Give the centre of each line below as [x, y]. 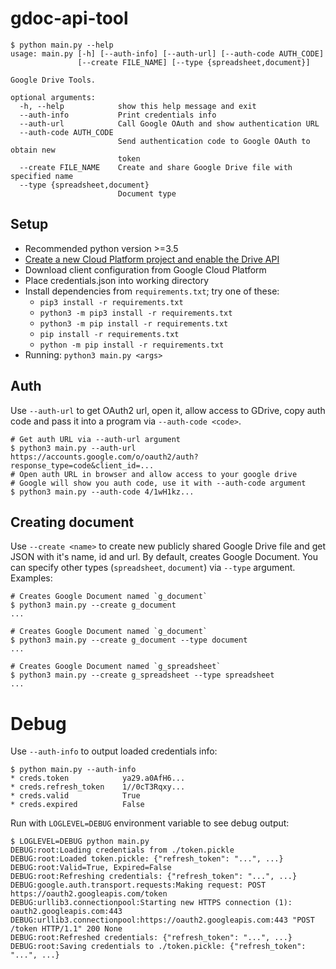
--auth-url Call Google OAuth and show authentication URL [169, 123]
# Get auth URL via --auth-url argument [96, 439]
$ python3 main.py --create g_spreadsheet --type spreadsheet [142, 675]
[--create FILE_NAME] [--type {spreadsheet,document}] [194, 62]
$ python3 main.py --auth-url [73, 448]
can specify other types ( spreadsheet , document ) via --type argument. [153, 568]
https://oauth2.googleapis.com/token [89, 894]
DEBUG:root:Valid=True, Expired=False [91, 868]
